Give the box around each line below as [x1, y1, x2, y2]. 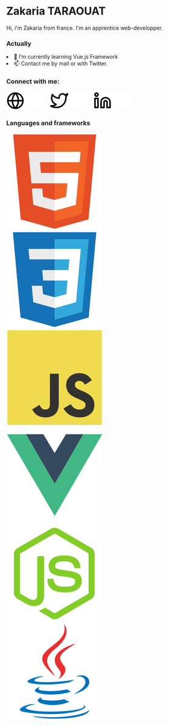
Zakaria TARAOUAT [6, 4, 106, 18]
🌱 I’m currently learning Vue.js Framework [14, 53, 118, 61]
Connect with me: [6, 77, 60, 86]
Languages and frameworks [6, 119, 91, 128]
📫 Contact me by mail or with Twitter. [14, 60, 108, 67]
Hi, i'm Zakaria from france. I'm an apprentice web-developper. [6, 24, 163, 31]
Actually [6, 39, 32, 48]
